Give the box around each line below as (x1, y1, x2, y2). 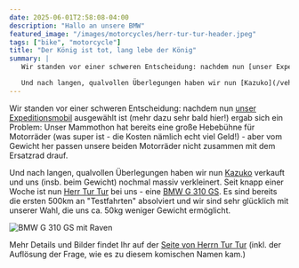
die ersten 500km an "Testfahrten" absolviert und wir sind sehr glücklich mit (9, 195, 289, 206)
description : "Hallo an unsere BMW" (9, 21, 145, 30)
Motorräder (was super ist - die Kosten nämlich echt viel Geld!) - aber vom (9, 130, 283, 142)
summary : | (9, 54, 50, 63)
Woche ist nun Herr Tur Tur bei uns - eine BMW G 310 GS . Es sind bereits (9, 185, 278, 196)
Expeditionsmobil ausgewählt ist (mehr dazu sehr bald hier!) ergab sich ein (9, 112, 283, 122)
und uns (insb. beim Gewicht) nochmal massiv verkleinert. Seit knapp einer (9, 177, 285, 187)
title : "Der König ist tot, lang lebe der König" (9, 46, 198, 55)
